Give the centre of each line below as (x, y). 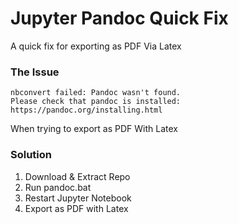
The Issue (35, 72)
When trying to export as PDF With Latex (94, 129)
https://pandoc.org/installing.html (86, 110)
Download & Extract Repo (77, 176)
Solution (31, 155)
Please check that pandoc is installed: (96, 102)
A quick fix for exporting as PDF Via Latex (96, 46)
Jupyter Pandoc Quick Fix (119, 18)
